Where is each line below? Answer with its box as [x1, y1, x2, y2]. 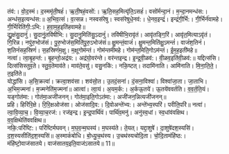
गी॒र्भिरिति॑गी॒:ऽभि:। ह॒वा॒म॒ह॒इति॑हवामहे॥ [7, 23, 86, 31]
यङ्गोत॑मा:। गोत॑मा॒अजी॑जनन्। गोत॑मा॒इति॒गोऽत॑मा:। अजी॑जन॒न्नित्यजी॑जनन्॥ [7, 93, 167, 101]
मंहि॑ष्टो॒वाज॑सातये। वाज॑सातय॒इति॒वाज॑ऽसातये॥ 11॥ [7, 139, 115, 147]
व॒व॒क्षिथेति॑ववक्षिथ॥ [7, 116, 46, 124]
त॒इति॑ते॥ [7, 70, 26, 77]
